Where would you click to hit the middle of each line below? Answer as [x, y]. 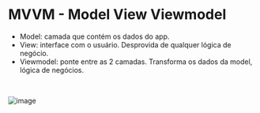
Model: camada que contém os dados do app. [94, 36]
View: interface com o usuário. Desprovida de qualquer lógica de [125, 44]
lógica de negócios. [52, 70]
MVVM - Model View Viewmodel [117, 15]
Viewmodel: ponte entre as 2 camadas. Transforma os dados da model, [136, 62]
